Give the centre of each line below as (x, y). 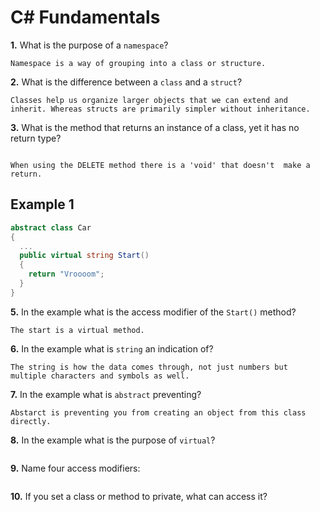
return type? (36, 138)
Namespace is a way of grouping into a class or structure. (138, 63)
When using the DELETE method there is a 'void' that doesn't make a (160, 165)
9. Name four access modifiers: (75, 468)
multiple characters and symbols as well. (100, 376)
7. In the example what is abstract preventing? (106, 394)
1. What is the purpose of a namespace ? (89, 45)
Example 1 (42, 204)
